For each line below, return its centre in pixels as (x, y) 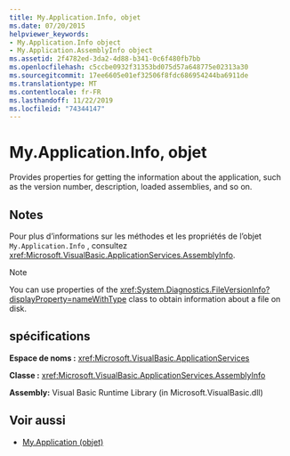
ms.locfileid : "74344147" (57, 109)
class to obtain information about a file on (205, 299)
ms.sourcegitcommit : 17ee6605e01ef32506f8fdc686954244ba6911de (129, 76)
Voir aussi (37, 421)
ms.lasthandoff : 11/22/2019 (61, 100)
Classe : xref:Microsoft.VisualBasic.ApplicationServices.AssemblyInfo (137, 375)
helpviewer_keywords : (49, 34)
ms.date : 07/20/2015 (48, 26)
